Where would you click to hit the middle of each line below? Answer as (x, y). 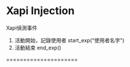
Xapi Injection (40, 11)
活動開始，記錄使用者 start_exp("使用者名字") (69, 40)
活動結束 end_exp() (38, 48)
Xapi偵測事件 (22, 28)
